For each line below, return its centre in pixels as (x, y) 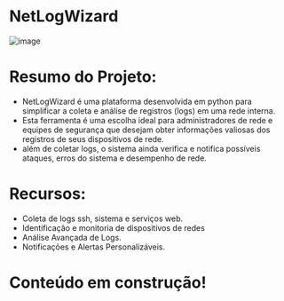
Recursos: (47, 194)
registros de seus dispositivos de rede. (93, 139)
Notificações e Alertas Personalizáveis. (94, 247)
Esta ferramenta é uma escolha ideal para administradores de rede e (147, 120)
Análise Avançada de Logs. (71, 237)
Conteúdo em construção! (108, 282)
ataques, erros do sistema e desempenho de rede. (114, 158)
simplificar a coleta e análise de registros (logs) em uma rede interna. (149, 111)
